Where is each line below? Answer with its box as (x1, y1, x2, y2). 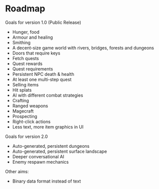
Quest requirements (12, 65, 53, 72)
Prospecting (12, 113, 38, 119)
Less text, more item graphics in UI (12, 124, 84, 129)
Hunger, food (12, 29, 40, 35)
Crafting (12, 97, 29, 103)
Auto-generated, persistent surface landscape (12, 148, 107, 154)
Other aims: (5, 168, 29, 174)
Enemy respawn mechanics (12, 159, 69, 165)
